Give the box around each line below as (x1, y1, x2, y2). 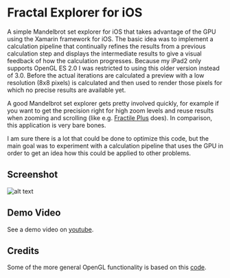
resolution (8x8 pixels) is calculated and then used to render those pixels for (7, 78, 223, 86)
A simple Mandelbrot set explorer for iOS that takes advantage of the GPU (7, 27, 216, 36)
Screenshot (7, 169, 58, 181)
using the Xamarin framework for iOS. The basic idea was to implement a (7, 34, 214, 43)
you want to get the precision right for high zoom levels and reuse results (7, 106, 214, 115)
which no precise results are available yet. (7, 86, 126, 94)
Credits (7, 245, 40, 257)
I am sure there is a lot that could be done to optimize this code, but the (7, 134, 209, 142)
